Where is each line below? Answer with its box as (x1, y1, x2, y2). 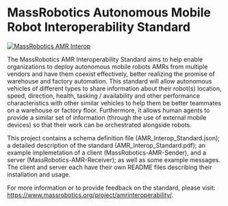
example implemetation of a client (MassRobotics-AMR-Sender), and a (7, 149, 207, 157)
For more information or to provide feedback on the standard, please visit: (7, 183, 216, 192)
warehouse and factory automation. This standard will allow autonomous (7, 77, 212, 85)
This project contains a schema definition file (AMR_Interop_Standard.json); (7, 133, 220, 142)
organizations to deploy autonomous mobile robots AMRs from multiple (7, 62, 208, 70)
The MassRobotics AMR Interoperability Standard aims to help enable (7, 55, 203, 63)
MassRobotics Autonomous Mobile (7, 5, 211, 21)
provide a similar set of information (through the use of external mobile (7, 113, 207, 121)
